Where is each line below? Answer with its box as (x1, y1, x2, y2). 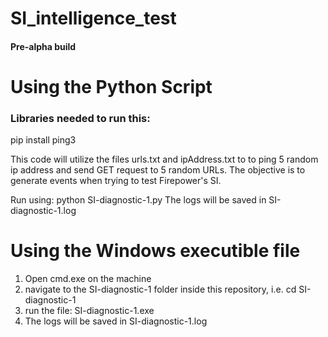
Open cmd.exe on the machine (24, 273, 152, 285)
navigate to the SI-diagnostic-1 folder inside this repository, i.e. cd (24, 283, 297, 296)
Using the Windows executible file (10, 240, 301, 262)
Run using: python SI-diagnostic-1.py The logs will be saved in (10, 194, 267, 206)
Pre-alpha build (10, 40, 77, 52)
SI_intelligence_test (10, 7, 177, 30)
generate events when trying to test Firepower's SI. (10, 175, 222, 187)
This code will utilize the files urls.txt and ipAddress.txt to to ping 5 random (10, 153, 319, 166)
